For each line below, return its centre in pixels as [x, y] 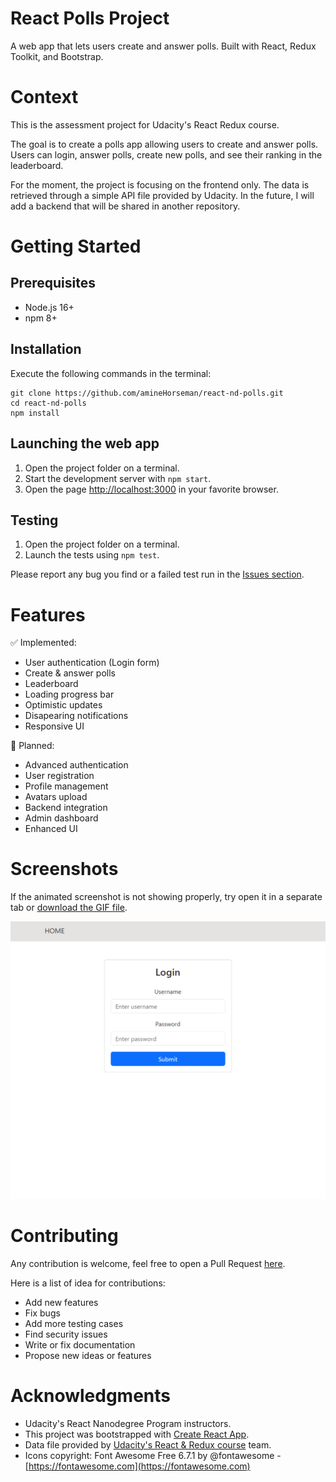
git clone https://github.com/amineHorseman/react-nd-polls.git [147, 393]
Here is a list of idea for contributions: [88, 1283]
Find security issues [66, 1334]
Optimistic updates [63, 705]
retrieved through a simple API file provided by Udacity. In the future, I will [162, 195]
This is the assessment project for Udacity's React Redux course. [145, 124]
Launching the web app [85, 443]
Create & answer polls [70, 673]
